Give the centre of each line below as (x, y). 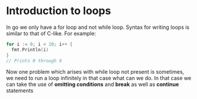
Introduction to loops (59, 11)
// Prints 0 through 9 (34, 61)
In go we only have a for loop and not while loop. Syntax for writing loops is (98, 27)
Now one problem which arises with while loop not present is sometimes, (95, 72)
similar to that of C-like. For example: (51, 33)
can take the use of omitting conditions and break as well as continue (93, 84)
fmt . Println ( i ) (30, 49)
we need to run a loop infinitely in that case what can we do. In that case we (99, 78)
